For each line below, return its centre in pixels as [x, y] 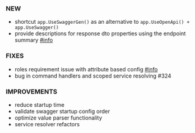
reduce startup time [39, 104]
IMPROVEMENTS [31, 92]
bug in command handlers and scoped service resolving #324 [93, 76]
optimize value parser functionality [58, 118]
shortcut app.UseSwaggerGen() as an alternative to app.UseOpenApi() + [102, 22]
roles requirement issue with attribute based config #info [86, 69]
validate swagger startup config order [62, 111]
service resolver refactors [47, 124]
